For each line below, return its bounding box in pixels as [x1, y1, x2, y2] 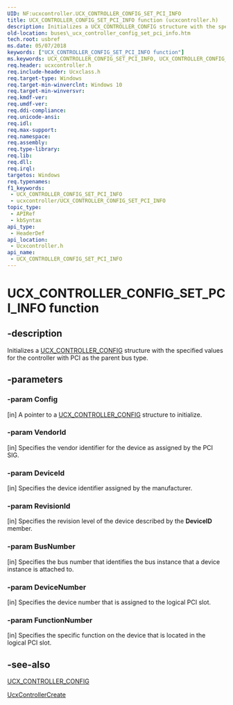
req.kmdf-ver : [7, 94, 49, 101]
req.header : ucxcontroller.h [7, 62, 92, 69]
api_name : [7, 249, 36, 256]
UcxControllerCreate [7, 690, 66, 699]
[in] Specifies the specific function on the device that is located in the [7, 631, 206, 640]
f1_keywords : [7, 185, 45, 192]
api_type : [7, 223, 36, 230]
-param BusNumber [7, 542, 76, 551]
